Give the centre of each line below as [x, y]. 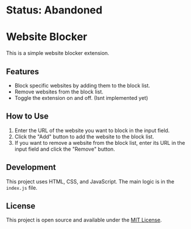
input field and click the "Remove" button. [65, 149]
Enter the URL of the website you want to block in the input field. [92, 130]
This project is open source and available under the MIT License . [84, 220]
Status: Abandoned [54, 10]
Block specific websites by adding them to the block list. [82, 85]
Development [31, 167]
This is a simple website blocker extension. [58, 53]
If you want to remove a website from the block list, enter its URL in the [100, 143]
